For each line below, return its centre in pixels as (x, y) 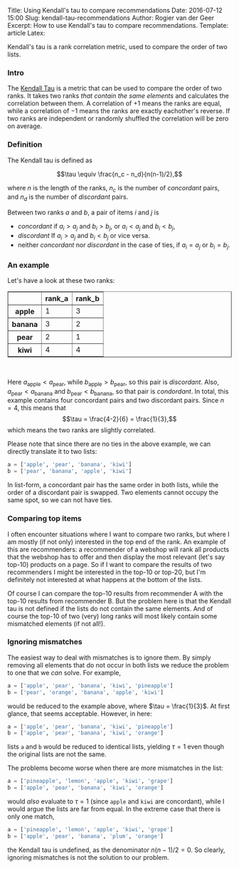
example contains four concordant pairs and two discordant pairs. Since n (116, 400)
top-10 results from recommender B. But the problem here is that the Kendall (119, 600)
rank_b (87, 298)
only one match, (31, 817)
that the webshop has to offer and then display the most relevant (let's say (116, 557)
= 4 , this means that (37, 408)
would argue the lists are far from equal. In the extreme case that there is (114, 809)
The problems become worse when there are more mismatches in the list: (115, 768)
